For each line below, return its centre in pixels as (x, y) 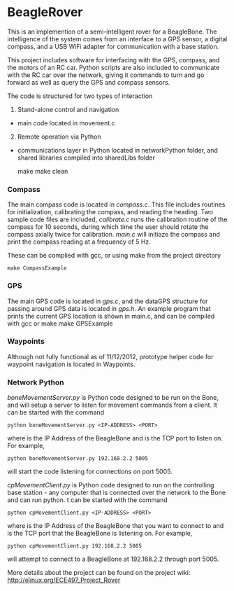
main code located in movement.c (66, 123)
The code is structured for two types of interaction (80, 96)
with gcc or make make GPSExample (60, 324)
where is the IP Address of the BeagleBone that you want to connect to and (116, 526)
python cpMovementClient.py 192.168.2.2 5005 (74, 546)
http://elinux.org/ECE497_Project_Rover (64, 580)
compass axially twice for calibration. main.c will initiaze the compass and (114, 235)
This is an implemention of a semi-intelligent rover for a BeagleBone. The (112, 32)
